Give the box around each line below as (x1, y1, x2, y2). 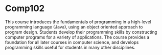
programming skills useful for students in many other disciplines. (5, 44, 136, 50)
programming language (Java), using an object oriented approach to (5, 24, 143, 29)
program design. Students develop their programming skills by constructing (5, 29, 158, 35)
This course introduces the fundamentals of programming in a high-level (5, 19, 152, 25)
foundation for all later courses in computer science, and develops (5, 39, 139, 45)
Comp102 (5, 3, 45, 14)
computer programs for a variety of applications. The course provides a (5, 34, 150, 40)
